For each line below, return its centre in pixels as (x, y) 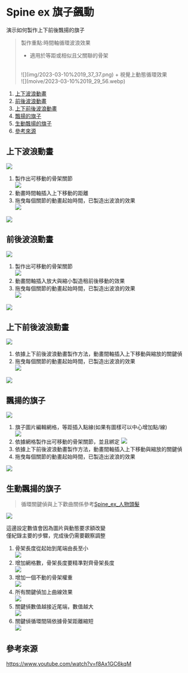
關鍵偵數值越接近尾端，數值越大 (54, 607)
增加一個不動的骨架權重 (44, 577)
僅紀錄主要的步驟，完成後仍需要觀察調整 (56, 535)
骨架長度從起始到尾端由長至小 (51, 548)
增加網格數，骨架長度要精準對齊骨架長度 (64, 563)
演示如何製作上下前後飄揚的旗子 (45, 30)
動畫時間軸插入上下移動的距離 (51, 193)
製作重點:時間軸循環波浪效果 (56, 42)
